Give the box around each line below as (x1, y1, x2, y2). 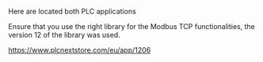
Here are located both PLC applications (8, 7, 136, 16)
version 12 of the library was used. (8, 31, 120, 39)
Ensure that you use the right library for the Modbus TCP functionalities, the (8, 22, 255, 31)
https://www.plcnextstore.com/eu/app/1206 (8, 46, 151, 54)
